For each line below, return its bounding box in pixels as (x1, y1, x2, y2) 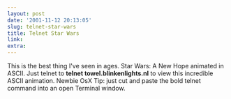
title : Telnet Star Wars (7, 29, 80, 37)
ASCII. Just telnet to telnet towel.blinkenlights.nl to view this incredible (7, 69, 214, 77)
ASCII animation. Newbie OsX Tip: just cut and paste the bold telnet (7, 77, 201, 84)
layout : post (7, 10, 45, 17)
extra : (7, 43, 27, 49)
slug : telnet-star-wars (7, 23, 77, 30)
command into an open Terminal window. (7, 84, 126, 92)
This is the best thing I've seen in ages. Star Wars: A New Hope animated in (7, 62, 225, 70)
